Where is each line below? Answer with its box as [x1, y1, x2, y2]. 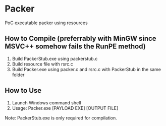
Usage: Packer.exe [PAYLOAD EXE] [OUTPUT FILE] [12, 105, 119, 111]
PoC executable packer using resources [5, 20, 88, 26]
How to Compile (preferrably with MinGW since [5, 34, 157, 43]
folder [12, 72, 25, 78]
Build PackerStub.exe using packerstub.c [12, 55, 98, 61]
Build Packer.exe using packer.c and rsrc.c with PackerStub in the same [12, 66, 161, 72]
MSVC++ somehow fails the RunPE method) [5, 42, 146, 51]
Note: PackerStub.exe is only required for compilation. [5, 114, 117, 121]
